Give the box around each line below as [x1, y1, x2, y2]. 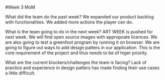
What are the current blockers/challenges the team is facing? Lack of [5, 60, 147, 65]
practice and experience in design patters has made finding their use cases [5, 65, 160, 71]
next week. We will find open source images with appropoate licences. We [5, 34, 158, 40]
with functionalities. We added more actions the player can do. [5, 19, 133, 25]
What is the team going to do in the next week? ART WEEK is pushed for [5, 29, 153, 34]
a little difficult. [5, 70, 36, 76]
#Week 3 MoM [5, 4, 36, 10]
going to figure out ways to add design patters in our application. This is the [5, 45, 161, 50]
